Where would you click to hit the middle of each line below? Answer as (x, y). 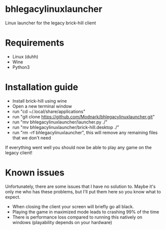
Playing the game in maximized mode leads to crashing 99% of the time (86, 212)
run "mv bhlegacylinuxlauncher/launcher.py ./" (60, 122)
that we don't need (31, 138)
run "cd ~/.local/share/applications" (49, 111)
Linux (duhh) (25, 57)
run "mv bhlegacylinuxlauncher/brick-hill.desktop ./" (66, 127)
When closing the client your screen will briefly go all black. (73, 206)
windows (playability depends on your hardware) (62, 222)
